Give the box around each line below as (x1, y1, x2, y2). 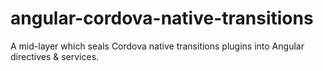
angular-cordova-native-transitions (10, 7, 314, 30)
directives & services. (10, 50, 100, 62)
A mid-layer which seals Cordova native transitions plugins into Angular (10, 40, 305, 52)
